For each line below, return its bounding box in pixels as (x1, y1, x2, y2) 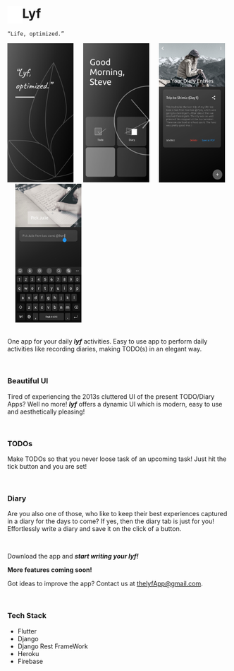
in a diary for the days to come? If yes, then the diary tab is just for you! (7, 517, 215, 525)
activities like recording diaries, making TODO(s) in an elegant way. (7, 345, 202, 354)
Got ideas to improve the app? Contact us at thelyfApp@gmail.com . (7, 579, 203, 588)
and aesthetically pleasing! (7, 407, 85, 416)
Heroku (17, 649, 39, 658)
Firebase (17, 657, 44, 665)
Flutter (17, 626, 37, 635)
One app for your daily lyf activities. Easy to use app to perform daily (7, 337, 208, 346)
